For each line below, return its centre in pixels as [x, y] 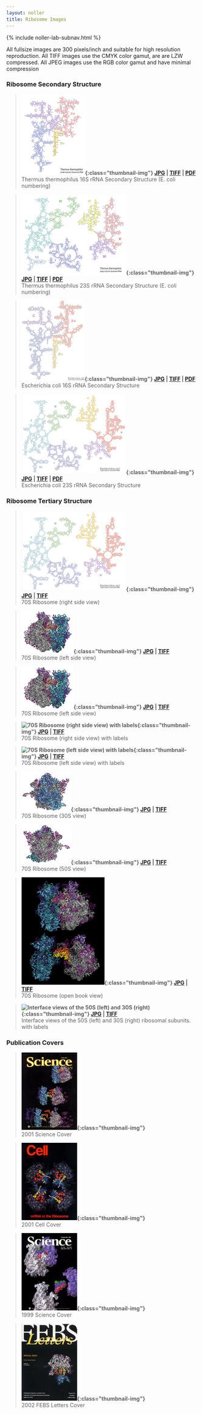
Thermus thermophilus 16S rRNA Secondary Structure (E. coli [98, 179]
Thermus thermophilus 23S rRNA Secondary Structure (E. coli [99, 285]
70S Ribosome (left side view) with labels [73, 763]
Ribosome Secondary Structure [54, 84]
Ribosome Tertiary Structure [49, 501]
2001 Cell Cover [41, 1224]
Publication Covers [35, 1043]
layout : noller [26, 13]
